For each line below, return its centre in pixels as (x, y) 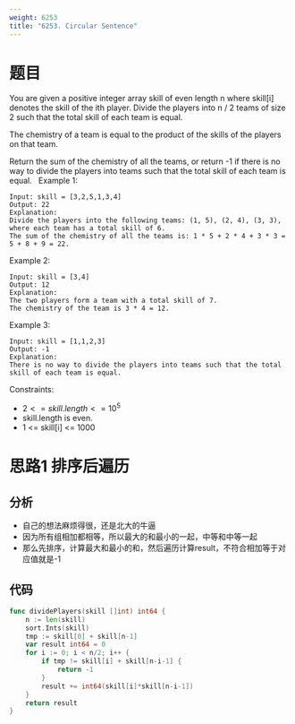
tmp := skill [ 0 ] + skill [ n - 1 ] (82, 636)
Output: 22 (29, 205)
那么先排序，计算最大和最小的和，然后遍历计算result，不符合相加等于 (150, 548)
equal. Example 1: (44, 181)
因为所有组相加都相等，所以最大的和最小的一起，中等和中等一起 (139, 537)
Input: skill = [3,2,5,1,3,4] (66, 197)
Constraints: (32, 390)
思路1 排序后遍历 (69, 466)
